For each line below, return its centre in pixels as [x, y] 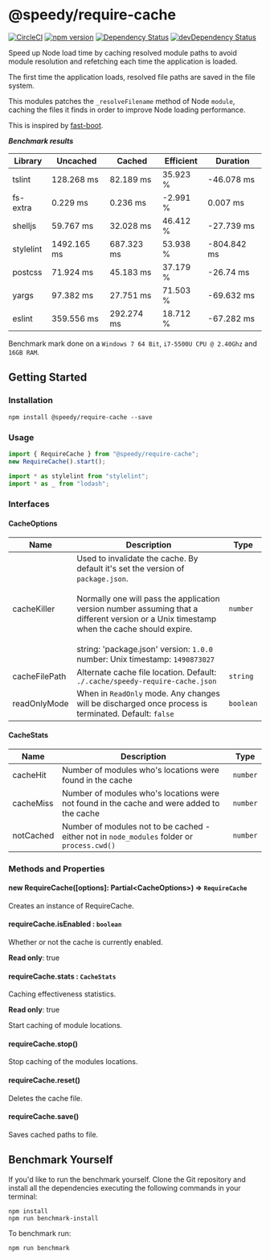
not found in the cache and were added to [141, 803]
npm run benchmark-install [53, 1218]
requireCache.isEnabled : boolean [65, 924]
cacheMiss [33, 803]
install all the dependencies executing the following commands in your [125, 1187]
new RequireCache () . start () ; [57, 461]
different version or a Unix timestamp [146, 618]
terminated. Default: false [125, 713]
